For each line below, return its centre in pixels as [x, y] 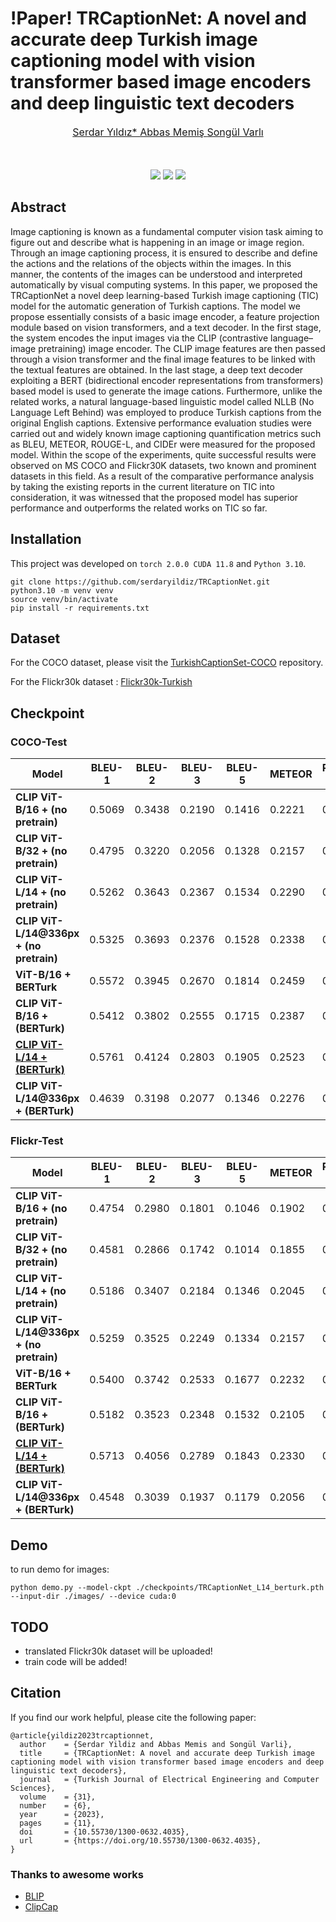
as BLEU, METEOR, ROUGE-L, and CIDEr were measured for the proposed [163, 444]
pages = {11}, [58, 1823]
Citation [36, 1693]
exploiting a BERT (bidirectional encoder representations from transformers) [167, 380]
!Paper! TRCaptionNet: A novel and [158, 18]
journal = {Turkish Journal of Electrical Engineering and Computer [169, 1779]
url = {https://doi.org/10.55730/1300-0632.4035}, [140, 1840]
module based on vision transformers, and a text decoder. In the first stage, [166, 327]
